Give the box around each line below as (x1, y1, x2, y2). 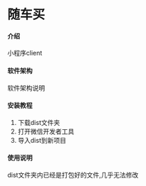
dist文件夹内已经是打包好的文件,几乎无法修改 (7, 171, 139, 179)
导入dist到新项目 (17, 136, 66, 144)
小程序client (7, 49, 43, 58)
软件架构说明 (7, 83, 45, 92)
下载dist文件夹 (17, 118, 61, 126)
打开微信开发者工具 (17, 127, 75, 136)
